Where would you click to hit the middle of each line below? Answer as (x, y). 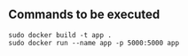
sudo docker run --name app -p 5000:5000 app (94, 43)
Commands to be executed (84, 15)
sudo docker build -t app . (60, 35)
